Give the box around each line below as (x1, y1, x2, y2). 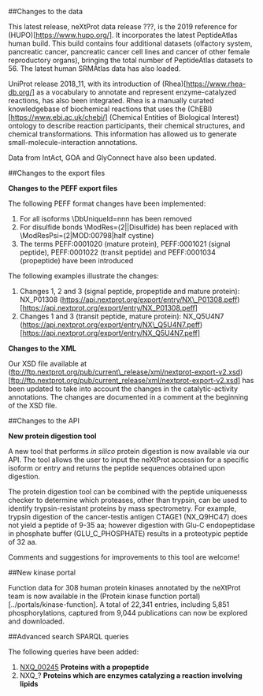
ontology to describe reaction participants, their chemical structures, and (8, 121, 246, 130)
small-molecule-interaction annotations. (8, 138, 138, 147)
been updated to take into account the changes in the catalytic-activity (8, 384, 239, 393)
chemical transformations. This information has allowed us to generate (8, 129, 238, 139)
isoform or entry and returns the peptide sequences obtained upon (8, 463, 226, 472)
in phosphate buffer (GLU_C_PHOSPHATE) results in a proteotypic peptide (8, 529, 249, 538)
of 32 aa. (8, 538, 38, 546)
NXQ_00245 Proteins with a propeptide (19, 662, 150, 672)
